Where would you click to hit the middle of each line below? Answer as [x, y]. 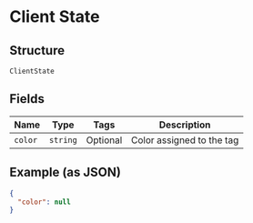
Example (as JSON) [65, 172]
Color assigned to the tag [185, 140]
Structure [37, 51]
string [63, 140]
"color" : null [44, 202]
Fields [27, 99]
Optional [104, 140]
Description [185, 125]
